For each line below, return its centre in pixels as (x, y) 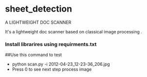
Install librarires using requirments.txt (51, 44)
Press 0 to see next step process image (52, 69)
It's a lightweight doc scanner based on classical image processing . (73, 31)
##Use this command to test (34, 55)
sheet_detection (38, 9)
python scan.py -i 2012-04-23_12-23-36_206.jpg (61, 64)
